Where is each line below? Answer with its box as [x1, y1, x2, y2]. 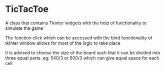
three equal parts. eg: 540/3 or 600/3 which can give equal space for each [5, 55, 159, 61]
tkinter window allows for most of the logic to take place [5, 40, 121, 46]
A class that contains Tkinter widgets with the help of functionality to [5, 20, 147, 26]
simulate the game [5, 25, 43, 31]
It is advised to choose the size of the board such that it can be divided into [5, 50, 160, 56]
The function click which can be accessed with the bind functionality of [5, 35, 152, 41]
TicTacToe [5, 3, 49, 15]
